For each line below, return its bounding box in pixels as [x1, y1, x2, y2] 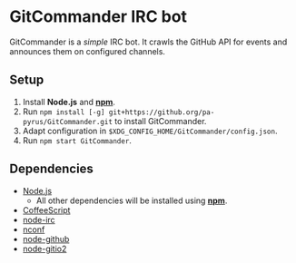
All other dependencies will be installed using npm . [35, 195, 228, 206]
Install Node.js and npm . [22, 96, 116, 107]
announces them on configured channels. [9, 45, 166, 56]
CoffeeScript [22, 204, 71, 215]
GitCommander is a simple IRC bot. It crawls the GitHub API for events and [9, 36, 288, 47]
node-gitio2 [22, 243, 67, 254]
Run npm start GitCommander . [22, 134, 132, 146]
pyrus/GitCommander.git [22, 117, 113, 126]
